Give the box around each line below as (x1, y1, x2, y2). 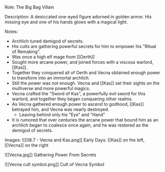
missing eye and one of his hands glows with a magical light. (4, 19, 128, 25)
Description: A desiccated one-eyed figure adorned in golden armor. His (4, 14, 152, 19)
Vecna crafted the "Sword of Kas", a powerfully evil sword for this (11, 91, 146, 96)
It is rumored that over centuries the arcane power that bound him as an (11, 117, 159, 123)
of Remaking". (11, 49, 41, 54)
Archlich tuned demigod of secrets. (11, 38, 84, 44)
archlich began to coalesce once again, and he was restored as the (11, 122, 149, 128)
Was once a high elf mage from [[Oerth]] (11, 54, 95, 60)
